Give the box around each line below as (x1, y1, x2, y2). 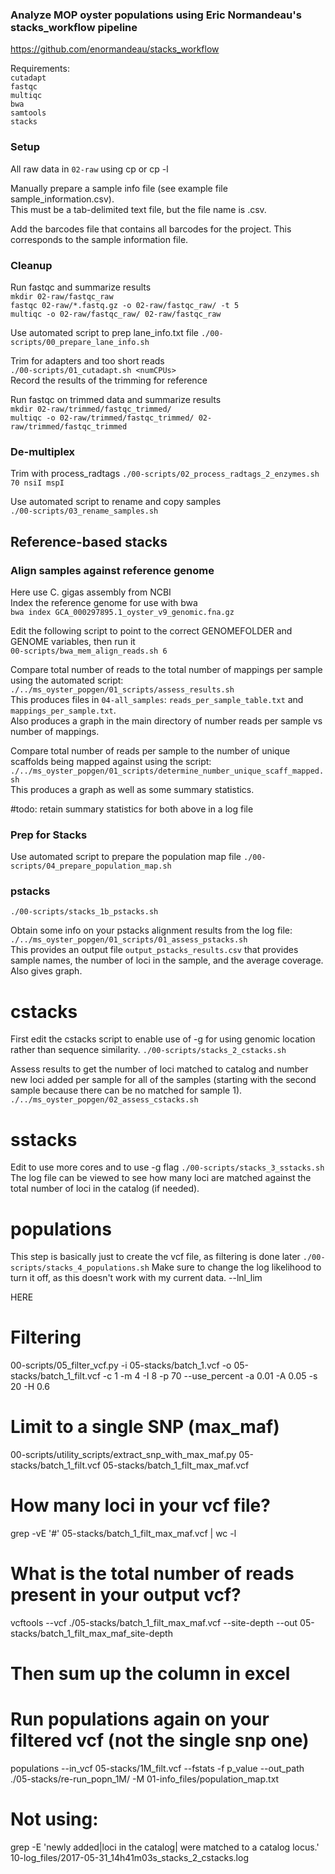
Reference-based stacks (10, 533, 168, 550)
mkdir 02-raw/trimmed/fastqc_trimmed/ (10, 404, 172, 414)
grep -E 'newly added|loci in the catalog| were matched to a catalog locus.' (10, 1841, 320, 1853)
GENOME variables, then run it (10, 635, 136, 647)
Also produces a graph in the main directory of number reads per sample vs (10, 714, 323, 727)
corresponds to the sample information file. (10, 233, 189, 245)
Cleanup (10, 258, 53, 272)
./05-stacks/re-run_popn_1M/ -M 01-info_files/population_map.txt (10, 1773, 280, 1785)
